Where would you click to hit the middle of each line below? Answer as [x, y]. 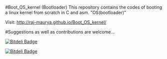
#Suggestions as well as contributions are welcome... [60, 32]
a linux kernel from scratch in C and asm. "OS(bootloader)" [66, 12]
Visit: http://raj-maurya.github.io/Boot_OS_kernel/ [56, 22]
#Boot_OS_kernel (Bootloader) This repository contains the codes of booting [84, 7]
